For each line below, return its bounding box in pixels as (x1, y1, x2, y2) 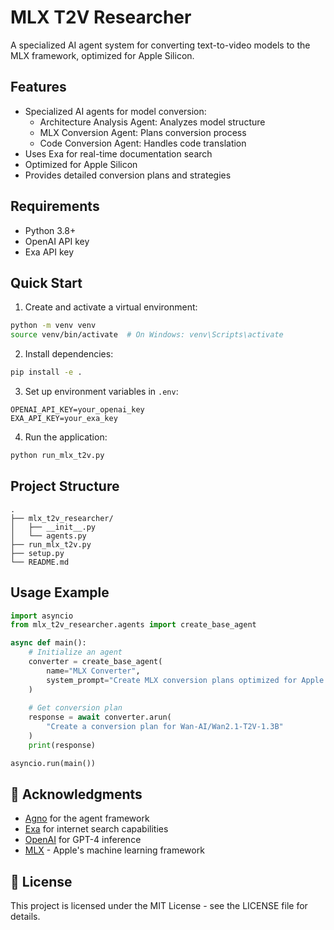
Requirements (10, 198, 100, 215)
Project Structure (10, 478, 120, 495)
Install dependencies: (24, 348, 114, 360)
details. (10, 911, 41, 923)
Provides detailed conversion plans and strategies (24, 169, 232, 181)
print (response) (28, 740, 97, 750)
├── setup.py (10, 548, 65, 558)
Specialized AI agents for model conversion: (24, 105, 207, 117)
